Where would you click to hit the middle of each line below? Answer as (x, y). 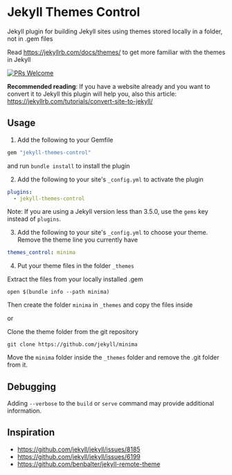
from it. (17, 365)
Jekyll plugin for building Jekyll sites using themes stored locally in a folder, (115, 31)
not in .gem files (30, 38)
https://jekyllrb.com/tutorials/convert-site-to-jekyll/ (80, 101)
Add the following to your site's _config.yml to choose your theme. (113, 233)
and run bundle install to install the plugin (69, 166)
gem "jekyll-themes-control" (49, 152)
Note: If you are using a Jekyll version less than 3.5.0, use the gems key (108, 212)
